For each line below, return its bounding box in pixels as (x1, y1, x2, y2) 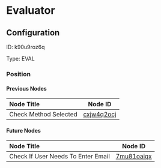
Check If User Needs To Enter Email (9, 152, 110, 161)
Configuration (6, 28, 60, 38)
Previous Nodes (6, 85, 47, 92)
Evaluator (6, 4, 55, 17)
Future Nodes (6, 127, 41, 134)
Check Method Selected (9, 110, 77, 119)
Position (6, 70, 31, 78)
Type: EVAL (6, 55, 35, 62)
